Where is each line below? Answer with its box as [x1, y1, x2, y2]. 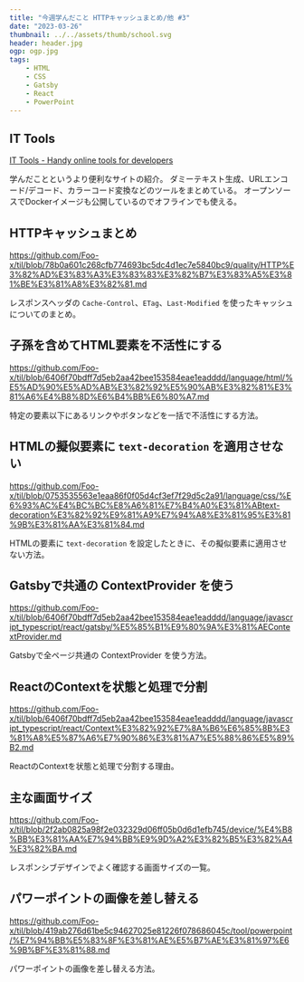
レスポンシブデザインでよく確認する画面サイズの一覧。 [9, 862, 215, 873]
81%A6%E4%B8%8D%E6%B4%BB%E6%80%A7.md [9, 391, 210, 402]
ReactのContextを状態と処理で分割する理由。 [9, 761, 179, 772]
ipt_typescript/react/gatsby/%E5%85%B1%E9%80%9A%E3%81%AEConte [9, 622, 291, 633]
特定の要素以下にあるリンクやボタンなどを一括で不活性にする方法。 [9, 409, 264, 421]
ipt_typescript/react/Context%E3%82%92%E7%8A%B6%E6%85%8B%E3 [9, 723, 290, 734]
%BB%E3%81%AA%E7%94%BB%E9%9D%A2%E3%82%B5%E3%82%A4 [9, 834, 293, 844]
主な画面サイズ [9, 789, 93, 806]
